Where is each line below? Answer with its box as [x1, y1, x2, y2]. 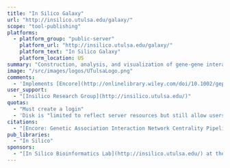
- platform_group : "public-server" [13, 36, 115, 43]
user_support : [7, 86, 48, 93]
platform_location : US [19, 55, 84, 62]
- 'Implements [13, 80, 53, 87]
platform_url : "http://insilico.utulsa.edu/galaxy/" [19, 42, 173, 49]
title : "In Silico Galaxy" [7, 10, 84, 17]
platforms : [7, 29, 38, 36]
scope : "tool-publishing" [7, 23, 81, 29]
